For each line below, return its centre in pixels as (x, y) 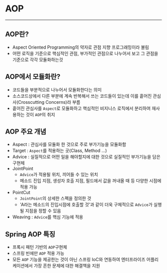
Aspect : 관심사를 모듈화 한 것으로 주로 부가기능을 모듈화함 (69, 144)
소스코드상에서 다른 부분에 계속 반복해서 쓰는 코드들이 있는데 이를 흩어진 (82, 96)
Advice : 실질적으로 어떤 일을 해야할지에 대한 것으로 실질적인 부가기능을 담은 (86, 157)
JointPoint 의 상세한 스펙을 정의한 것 (55, 199)
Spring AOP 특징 (30, 234)
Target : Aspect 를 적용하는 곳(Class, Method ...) (60, 151)
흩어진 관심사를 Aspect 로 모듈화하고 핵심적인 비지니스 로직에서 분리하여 (81, 108)
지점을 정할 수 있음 (43, 211)
